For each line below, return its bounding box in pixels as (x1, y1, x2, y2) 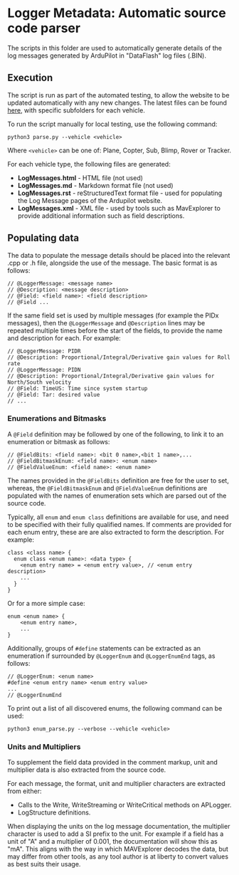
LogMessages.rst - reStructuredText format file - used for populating (17, 189, 223, 197)
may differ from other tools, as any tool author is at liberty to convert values (7, 852, 229, 861)
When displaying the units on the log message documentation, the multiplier (7, 822, 230, 831)
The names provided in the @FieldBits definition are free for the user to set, (7, 476, 229, 485)
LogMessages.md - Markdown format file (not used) (17, 181, 174, 189)
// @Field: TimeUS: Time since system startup (7, 384, 148, 392)
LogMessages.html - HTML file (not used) (17, 173, 144, 182)
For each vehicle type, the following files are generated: (7, 159, 171, 168)
